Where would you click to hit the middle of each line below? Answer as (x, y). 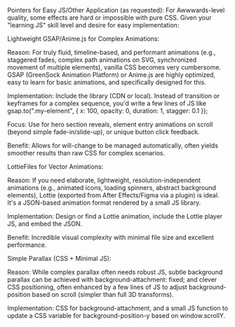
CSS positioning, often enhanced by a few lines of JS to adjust (97, 287)
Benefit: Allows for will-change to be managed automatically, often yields (113, 146)
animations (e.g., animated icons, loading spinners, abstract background (112, 188)
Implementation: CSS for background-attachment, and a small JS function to (118, 308)
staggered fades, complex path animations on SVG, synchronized (102, 60)
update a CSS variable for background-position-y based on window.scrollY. (116, 315)
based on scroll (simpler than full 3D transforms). (103, 294)
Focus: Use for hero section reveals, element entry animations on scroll (110, 124)
